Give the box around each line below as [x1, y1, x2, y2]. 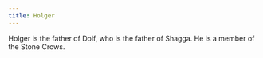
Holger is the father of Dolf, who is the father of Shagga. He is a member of [8, 33, 255, 43]
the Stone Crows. [8, 41, 65, 52]
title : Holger [8, 11, 56, 20]
